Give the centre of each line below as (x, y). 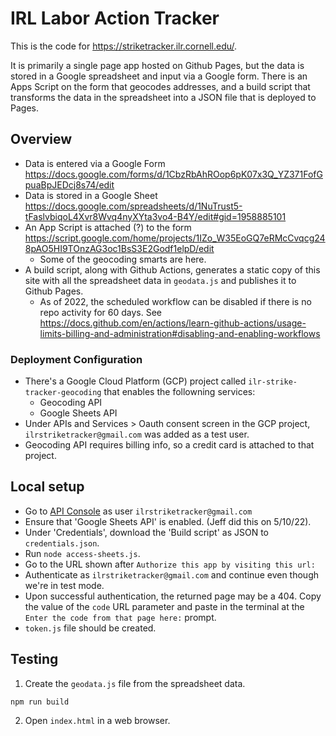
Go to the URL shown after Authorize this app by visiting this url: (170, 564)
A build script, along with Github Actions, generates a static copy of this (172, 269)
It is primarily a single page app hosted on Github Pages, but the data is (157, 65)
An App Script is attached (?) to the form (108, 227)
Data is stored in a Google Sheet (91, 195)
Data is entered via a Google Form (95, 163)
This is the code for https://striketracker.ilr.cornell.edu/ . (124, 46)
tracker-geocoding (63, 393)
